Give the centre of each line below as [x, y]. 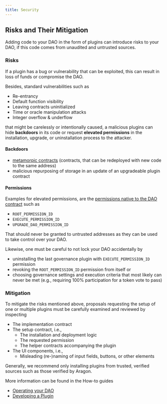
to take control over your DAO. [36, 240]
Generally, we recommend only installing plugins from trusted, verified [77, 366]
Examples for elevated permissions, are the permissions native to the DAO [81, 199]
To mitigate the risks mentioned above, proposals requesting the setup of [81, 304]
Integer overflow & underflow [42, 117]
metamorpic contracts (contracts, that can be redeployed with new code [87, 160]
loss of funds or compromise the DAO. [44, 77]
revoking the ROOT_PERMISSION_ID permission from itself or [72, 270]
